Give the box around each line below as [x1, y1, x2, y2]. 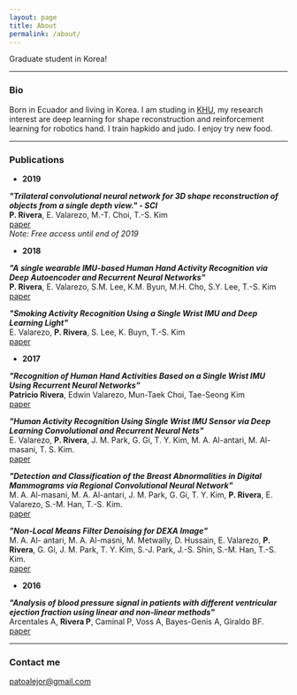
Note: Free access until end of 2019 [9, 228, 139, 239]
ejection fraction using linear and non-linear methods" [9, 606, 215, 617]
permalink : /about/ [9, 29, 81, 38]
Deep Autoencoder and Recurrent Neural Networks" [9, 272, 206, 282]
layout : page [9, 12, 57, 22]
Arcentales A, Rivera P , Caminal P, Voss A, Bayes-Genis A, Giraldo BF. [9, 616, 264, 627]
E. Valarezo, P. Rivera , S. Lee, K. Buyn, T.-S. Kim [9, 327, 186, 337]
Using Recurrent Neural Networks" [9, 380, 141, 390]
